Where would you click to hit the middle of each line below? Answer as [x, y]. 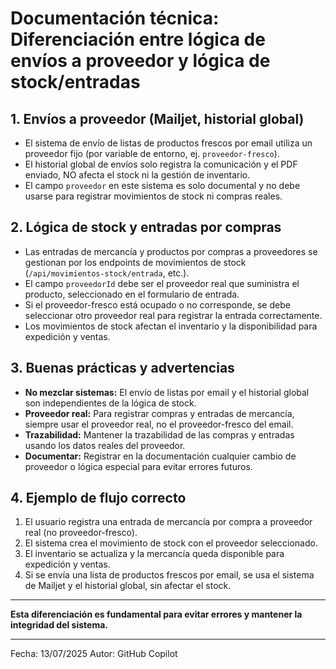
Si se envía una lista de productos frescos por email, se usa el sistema [169, 575]
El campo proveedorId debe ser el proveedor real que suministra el [162, 283]
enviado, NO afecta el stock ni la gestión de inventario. [137, 175]
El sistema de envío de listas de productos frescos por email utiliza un [168, 143]
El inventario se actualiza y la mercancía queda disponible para [154, 554]
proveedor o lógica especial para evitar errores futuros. [138, 466]
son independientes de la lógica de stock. [110, 403]
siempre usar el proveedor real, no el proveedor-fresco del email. [159, 424]
